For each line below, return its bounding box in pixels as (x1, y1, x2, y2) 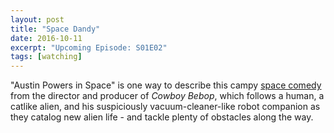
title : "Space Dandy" (10, 24, 101, 34)
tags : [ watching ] (10, 52, 83, 62)
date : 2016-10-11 (10, 33, 83, 43)
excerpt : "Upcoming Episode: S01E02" (10, 42, 168, 53)
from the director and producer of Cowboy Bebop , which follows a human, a (10, 90, 325, 102)
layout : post (10, 14, 65, 25)
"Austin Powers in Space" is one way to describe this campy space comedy (10, 79, 322, 91)
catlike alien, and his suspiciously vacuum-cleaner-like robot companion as (10, 101, 321, 113)
